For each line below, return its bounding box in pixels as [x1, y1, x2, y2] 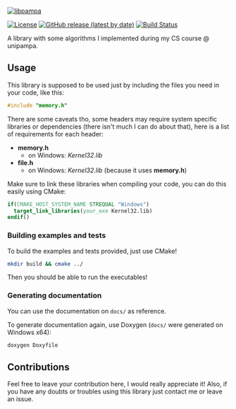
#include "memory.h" [7, 102, 68, 109]
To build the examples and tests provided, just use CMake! [7, 247, 178, 255]
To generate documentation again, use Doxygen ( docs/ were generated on [7, 320, 223, 328]
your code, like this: [7, 88, 65, 97]
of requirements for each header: [7, 129, 104, 138]
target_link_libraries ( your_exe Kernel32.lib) [13, 207, 153, 215]
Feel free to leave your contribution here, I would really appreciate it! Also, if [7, 380, 228, 389]
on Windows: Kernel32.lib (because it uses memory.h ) [27, 166, 187, 174]
